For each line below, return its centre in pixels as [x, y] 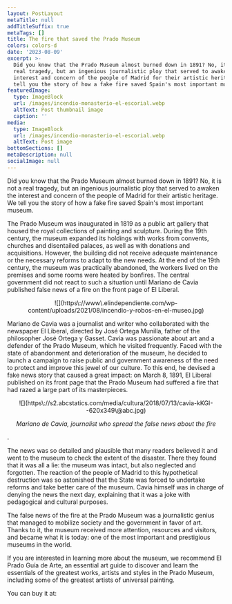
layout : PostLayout [35, 13]
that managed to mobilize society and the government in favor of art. [105, 523]
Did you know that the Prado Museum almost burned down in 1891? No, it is [115, 181]
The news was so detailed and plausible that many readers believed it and [113, 450]
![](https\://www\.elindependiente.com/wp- [116, 303]
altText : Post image [43, 142]
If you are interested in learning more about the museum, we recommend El [115, 558]
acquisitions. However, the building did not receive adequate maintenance [112, 253]
